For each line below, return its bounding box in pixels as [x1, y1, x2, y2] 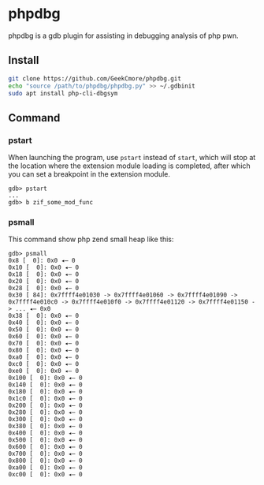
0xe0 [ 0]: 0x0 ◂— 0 [8, 367, 80, 375]
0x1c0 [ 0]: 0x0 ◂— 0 [8, 395, 83, 403]
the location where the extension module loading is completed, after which [8, 161, 251, 170]
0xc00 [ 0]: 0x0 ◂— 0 [8, 471, 83, 479]
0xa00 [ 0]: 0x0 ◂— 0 [8, 464, 83, 472]
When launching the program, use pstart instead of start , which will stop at [8, 153, 256, 162]
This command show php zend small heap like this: [8, 234, 174, 244]
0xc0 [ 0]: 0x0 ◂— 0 [8, 360, 80, 368]
